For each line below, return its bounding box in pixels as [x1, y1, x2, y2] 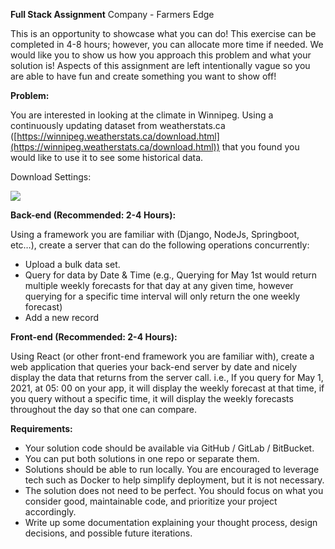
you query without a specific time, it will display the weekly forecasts [10, 393, 294, 404]
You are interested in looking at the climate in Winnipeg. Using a [10, 109, 274, 121]
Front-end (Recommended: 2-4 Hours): [10, 331, 178, 343]
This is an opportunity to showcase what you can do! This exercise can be [10, 28, 317, 39]
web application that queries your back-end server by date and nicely [10, 361, 298, 373]
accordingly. [24, 506, 77, 518]
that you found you [221, 141, 300, 153]
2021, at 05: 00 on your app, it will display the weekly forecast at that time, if [10, 382, 325, 394]
